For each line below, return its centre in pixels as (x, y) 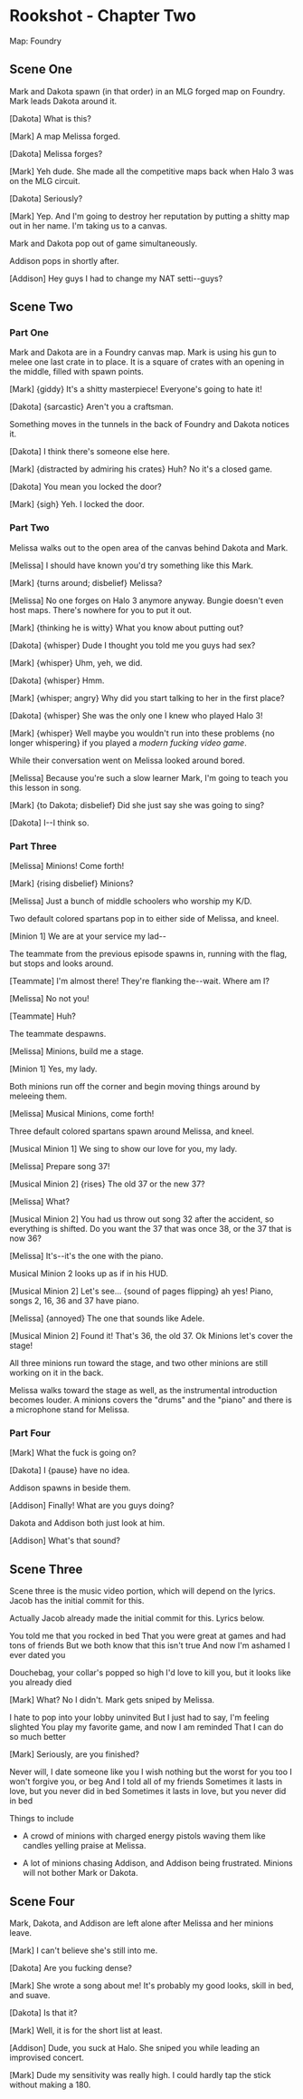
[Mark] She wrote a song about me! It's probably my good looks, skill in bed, (151, 1985)
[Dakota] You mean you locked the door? (85, 487)
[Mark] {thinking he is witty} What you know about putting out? (127, 628)
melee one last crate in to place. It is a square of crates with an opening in (147, 362)
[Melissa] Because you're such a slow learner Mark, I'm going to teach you (149, 777)
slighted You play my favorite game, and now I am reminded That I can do (147, 1727)
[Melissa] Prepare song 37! (60, 1167)
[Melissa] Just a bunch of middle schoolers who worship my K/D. (131, 901)
